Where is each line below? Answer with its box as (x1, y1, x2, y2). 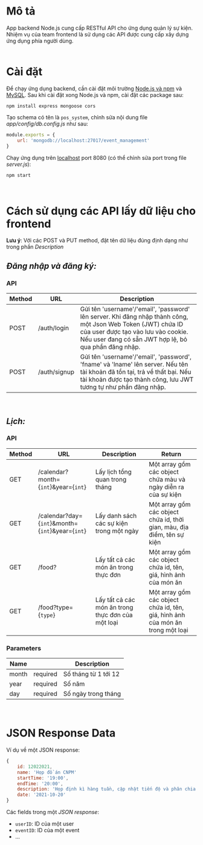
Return (161, 449, 181, 458)
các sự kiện (95, 519, 128, 528)
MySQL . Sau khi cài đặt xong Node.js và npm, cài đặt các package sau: (6, 91, 184, 98)
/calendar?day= (38, 511, 83, 520)
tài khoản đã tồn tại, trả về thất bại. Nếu (80, 368, 192, 376)
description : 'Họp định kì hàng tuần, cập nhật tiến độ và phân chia (17, 786, 196, 792)
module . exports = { (6, 131, 56, 138)
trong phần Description (6, 244, 64, 251)
